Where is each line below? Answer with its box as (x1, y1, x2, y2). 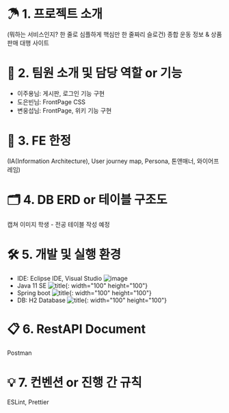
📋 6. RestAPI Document (7, 321, 146, 336)
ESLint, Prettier (7, 398, 49, 406)
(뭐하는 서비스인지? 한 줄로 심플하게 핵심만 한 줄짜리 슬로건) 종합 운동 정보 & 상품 (7, 30, 222, 38)
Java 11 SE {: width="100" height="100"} (16, 281, 148, 290)
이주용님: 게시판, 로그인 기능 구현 (16, 89, 105, 97)
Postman (7, 349, 32, 357)
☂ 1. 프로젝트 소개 (7, 6, 103, 22)
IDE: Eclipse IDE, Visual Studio (16, 274, 103, 282)
